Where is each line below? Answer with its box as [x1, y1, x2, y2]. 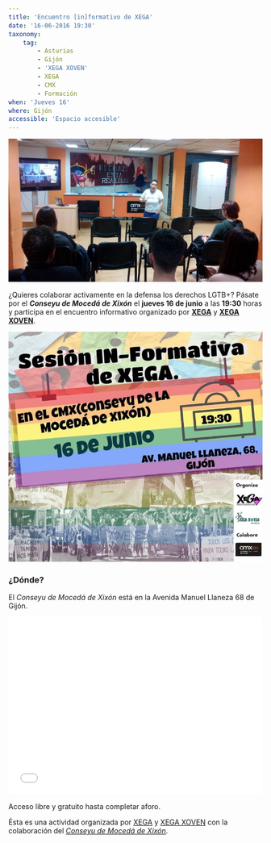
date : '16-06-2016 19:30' [8, 21, 95, 30]
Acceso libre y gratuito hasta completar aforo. [8, 802, 161, 812]
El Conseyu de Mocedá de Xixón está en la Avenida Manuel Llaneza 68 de [8, 593, 255, 603]
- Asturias [37, 47, 74, 56]
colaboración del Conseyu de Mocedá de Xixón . [8, 826, 169, 836]
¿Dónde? [8, 574, 44, 585]
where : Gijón [8, 106, 52, 115]
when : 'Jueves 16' [8, 98, 70, 106]
